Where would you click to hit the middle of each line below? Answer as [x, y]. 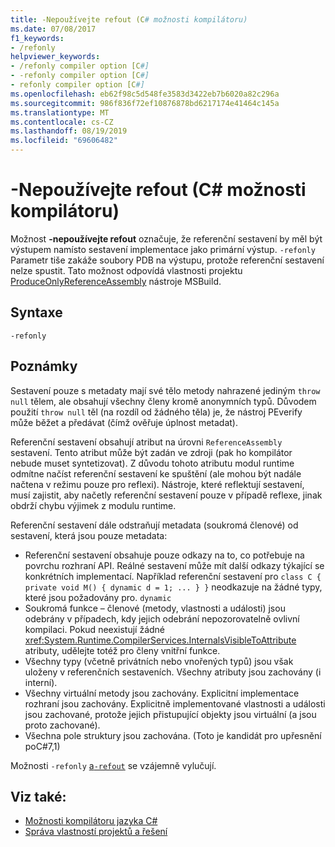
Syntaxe [36, 312]
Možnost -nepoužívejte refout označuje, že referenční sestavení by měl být [166, 238]
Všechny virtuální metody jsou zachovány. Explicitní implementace [162, 693]
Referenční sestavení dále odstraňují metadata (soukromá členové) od [154, 525]
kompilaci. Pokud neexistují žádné [95, 629]
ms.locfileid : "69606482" [64, 141]
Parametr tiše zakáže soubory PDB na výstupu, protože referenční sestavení [167, 260]
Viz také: [38, 796]
